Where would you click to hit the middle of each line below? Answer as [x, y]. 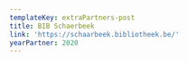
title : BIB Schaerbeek [52, 26]
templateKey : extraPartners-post [72, 17]
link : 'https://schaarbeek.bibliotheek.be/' [94, 34]
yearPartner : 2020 [44, 43]
